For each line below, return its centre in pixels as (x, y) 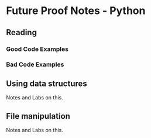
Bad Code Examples (35, 64)
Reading (21, 32)
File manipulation (38, 116)
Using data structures (47, 83)
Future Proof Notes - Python (76, 11)
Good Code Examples (37, 49)
